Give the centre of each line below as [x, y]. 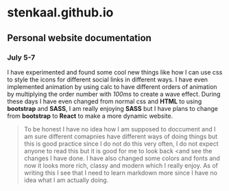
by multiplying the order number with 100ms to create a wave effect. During [114, 94]
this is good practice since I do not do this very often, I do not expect [121, 143]
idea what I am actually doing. [66, 180]
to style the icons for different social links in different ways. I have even [107, 79]
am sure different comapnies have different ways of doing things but [121, 136]
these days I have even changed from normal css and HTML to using [105, 101]
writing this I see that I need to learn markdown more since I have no [121, 173]
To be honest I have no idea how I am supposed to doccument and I [120, 129]
